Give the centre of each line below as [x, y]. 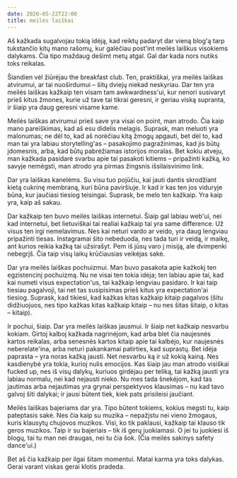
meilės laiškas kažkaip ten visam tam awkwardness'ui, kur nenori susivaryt [116, 92]
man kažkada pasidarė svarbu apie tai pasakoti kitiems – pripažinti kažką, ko [118, 158]
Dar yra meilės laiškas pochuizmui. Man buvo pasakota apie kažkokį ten [112, 267]
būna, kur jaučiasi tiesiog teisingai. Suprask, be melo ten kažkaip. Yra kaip [115, 195]
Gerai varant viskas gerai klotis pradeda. [66, 466]
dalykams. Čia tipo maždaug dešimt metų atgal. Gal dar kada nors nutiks [112, 56]
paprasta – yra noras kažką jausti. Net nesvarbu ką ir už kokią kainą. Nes [113, 356]
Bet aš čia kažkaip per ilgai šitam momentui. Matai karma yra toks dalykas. [116, 459]
